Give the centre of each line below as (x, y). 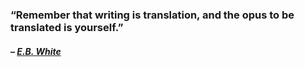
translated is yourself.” (67, 27)
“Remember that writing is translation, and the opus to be (152, 15)
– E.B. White (36, 51)
